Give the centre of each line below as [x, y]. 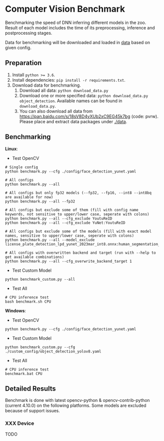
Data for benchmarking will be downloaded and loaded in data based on [78, 42]
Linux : [11, 149]
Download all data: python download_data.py [64, 90]
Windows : [16, 310]
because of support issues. [32, 411]
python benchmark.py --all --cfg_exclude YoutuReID [59, 219]
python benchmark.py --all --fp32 [40, 201]
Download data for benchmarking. [47, 85]
